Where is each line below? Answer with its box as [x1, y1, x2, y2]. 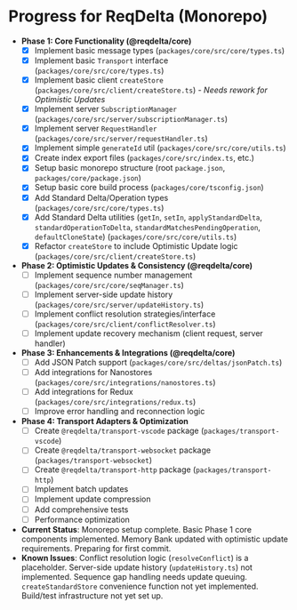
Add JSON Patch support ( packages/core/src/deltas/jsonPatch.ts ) [34, 357, 283, 367]
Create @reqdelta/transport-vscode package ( [34, 425, 205, 437]
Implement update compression [34, 494, 152, 504]
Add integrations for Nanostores [34, 367, 153, 377]
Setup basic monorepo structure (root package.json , [34, 163, 226, 173]
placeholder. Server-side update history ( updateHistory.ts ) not [20, 562, 253, 573]
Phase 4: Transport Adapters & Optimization [20, 416, 189, 427]
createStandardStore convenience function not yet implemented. [20, 581, 259, 591]
